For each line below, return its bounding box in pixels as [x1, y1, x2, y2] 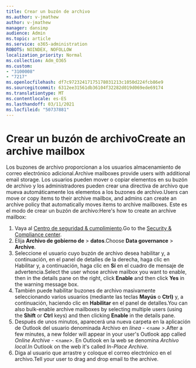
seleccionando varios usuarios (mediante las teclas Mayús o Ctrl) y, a [14, 294, 184, 301]
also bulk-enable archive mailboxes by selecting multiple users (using [14, 306, 183, 313]
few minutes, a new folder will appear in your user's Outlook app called [14, 330, 186, 338]
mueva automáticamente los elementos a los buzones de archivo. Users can [6, 189, 188, 196]
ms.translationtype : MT [6, 90, 64, 96]
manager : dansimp [6, 25, 49, 31]
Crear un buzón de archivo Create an [6, 132, 186, 145]
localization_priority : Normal [6, 52, 82, 58]
